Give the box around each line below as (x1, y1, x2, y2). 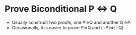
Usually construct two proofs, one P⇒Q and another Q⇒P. (11, 19, 132, 25)
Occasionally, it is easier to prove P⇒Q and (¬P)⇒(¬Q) (11, 24, 124, 30)
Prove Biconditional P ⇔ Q (4, 3, 117, 15)
